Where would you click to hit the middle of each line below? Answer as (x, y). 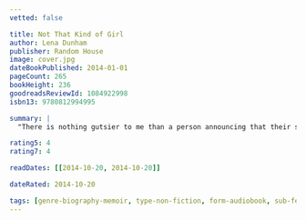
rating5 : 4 (30, 143)
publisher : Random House (56, 51)
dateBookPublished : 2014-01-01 (69, 68)
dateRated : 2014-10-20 (52, 185)
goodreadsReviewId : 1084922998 (69, 93)
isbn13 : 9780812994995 (52, 102)
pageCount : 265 (38, 77)
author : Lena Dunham (49, 43)
